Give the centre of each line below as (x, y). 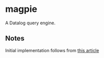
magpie (21, 9)
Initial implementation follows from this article (52, 50)
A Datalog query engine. (30, 23)
